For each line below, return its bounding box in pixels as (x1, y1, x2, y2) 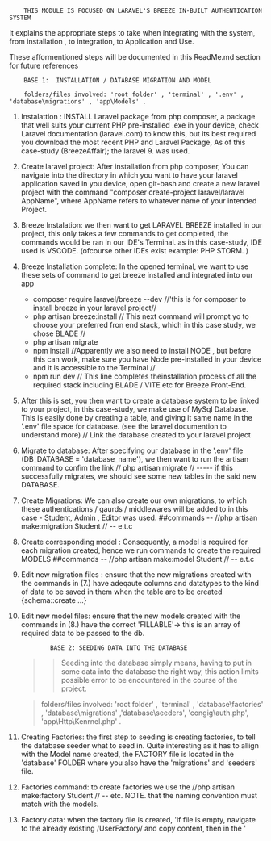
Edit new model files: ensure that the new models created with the (20, 611, 241, 621)
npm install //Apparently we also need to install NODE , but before (32, 346, 252, 355)
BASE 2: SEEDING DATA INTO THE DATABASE (50, 644, 188, 652)
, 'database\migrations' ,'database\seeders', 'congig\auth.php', (40, 708, 249, 718)
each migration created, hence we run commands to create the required (20, 546, 261, 555)
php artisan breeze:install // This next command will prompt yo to (32, 312, 249, 321)
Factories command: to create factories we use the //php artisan (20, 782, 236, 792)
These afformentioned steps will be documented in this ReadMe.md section (9, 52, 261, 61)
